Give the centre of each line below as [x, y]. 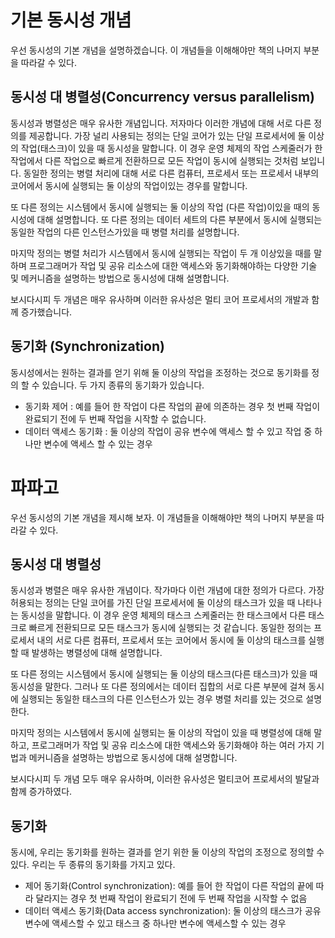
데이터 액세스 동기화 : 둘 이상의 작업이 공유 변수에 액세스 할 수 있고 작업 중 [168, 431]
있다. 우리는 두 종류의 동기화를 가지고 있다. [93, 865]
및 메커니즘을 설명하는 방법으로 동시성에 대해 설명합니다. [120, 278]
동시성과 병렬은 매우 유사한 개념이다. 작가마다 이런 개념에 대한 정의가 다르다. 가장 [167, 590]
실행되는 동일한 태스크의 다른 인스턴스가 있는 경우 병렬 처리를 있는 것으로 [162, 699]
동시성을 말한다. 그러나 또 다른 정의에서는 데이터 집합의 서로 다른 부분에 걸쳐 [158, 687]
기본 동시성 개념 [71, 20]
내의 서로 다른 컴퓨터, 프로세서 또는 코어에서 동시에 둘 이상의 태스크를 [171, 640]
